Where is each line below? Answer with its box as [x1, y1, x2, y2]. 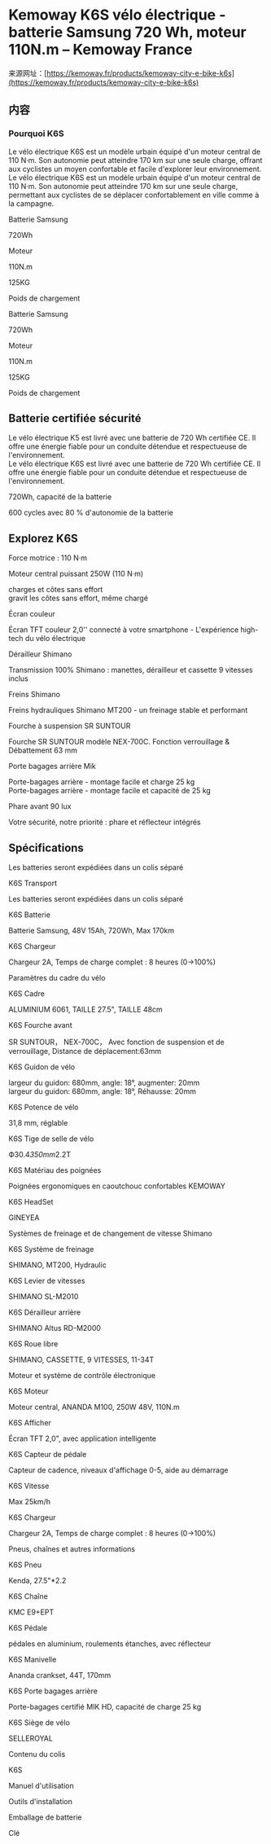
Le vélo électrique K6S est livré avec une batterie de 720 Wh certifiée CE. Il [8, 459, 261, 469]
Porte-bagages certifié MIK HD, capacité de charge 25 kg [8, 1702, 202, 1712]
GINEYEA [8, 1213, 40, 1223]
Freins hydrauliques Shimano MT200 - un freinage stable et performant [8, 705, 248, 715]
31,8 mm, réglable [8, 1118, 68, 1128]
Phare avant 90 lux [8, 801, 72, 811]
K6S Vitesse [8, 1481, 50, 1491]
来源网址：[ [8, 68, 47, 78]
